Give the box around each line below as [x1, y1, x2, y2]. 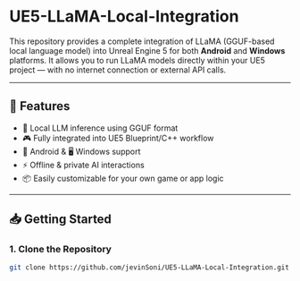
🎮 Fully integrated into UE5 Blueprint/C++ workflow [21, 132, 214, 143]
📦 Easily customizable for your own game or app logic [21, 173, 225, 183]
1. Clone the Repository [9, 243, 112, 256]
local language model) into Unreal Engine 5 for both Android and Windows [9, 45, 286, 55]
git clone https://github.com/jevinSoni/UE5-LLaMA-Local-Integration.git [9, 263, 290, 272]
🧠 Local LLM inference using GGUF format [21, 123, 179, 133]
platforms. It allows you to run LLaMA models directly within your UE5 [9, 55, 266, 65]
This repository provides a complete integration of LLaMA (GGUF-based [9, 36, 275, 47]
